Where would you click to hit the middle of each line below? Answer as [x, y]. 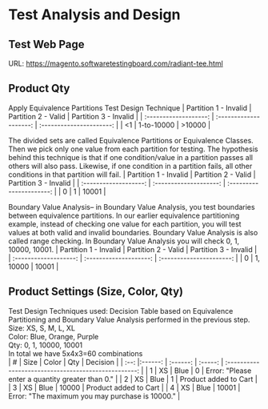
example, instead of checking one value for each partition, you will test [125, 224]
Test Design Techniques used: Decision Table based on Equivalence [121, 311]
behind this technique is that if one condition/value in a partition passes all [131, 157]
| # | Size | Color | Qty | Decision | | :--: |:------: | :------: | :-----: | [116, 362]
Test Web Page [47, 44]
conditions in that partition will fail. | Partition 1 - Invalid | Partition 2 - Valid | [132, 174]
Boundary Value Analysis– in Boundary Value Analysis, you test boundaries [132, 207]
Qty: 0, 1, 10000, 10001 [46, 345]
